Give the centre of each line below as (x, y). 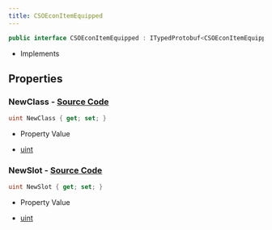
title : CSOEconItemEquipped (56, 16)
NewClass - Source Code (59, 102)
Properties (36, 79)
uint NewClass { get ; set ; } (57, 119)
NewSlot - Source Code (55, 170)
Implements (40, 53)
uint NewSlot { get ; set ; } (56, 187)
